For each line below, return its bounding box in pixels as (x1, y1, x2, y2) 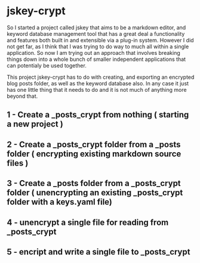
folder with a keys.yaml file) (7, 197, 113, 207)
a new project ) (7, 119, 63, 129)
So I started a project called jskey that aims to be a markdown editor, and (7, 24, 186, 31)
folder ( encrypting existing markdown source (7, 148, 181, 159)
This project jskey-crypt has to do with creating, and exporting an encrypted (7, 73, 195, 81)
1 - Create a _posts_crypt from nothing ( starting (7, 110, 189, 120)
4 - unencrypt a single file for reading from (7, 217, 169, 227)
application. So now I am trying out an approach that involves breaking (7, 49, 181, 56)
